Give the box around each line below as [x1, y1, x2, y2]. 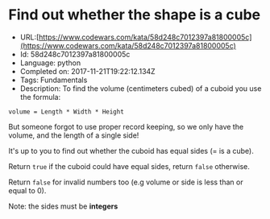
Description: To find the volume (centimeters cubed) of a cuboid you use [19, 83, 262, 93]
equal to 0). [8, 185, 47, 195]
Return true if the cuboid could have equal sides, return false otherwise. [8, 161, 250, 171]
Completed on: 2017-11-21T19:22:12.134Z [19, 66, 156, 76]
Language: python [19, 58, 81, 68]
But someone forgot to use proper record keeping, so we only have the [8, 122, 244, 131]
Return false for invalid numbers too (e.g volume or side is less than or [8, 177, 243, 187]
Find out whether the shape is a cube [8, 6, 261, 24]
